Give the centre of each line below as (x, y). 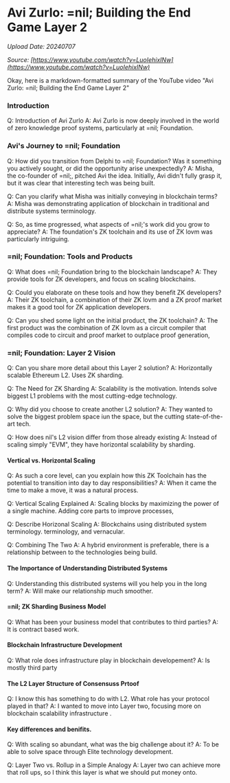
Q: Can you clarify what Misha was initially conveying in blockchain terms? (112, 196)
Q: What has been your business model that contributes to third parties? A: (113, 622)
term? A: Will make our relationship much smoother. (80, 591)
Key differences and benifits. (49, 729)
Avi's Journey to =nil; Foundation (64, 146)
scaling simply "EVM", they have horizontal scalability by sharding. (101, 445)
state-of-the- (204, 417)
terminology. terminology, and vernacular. (66, 531)
